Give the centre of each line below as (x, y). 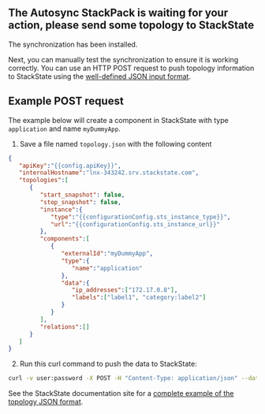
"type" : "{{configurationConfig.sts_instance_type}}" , (140, 217)
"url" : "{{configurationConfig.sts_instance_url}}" (135, 224)
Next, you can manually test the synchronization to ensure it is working (123, 59)
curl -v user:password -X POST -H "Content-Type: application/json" (123, 379)
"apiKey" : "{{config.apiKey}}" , (70, 166)
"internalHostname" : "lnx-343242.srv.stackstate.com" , (109, 173)
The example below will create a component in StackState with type (118, 120)
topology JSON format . (46, 402)
